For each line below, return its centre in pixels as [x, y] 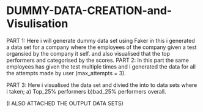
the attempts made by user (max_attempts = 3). [66, 73]
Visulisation [37, 24]
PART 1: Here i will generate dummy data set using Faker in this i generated [101, 40]
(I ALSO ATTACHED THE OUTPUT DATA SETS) [65, 103]
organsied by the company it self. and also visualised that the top [88, 53]
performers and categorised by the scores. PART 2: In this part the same [98, 60]
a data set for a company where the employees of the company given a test [102, 47]
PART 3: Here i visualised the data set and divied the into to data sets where [102, 85]
